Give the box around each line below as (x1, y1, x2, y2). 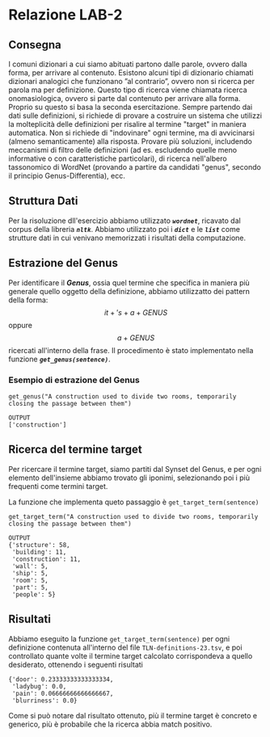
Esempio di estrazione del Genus (8, 374, 140, 385)
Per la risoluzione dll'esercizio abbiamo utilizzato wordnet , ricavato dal (8, 216, 241, 225)
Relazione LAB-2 (8, 6, 123, 24)
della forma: (8, 295, 49, 305)
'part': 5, (11, 583, 49, 592)
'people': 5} (11, 590, 57, 599)
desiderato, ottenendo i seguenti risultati (8, 659, 144, 669)
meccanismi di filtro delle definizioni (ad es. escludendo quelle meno (8, 145, 237, 154)
